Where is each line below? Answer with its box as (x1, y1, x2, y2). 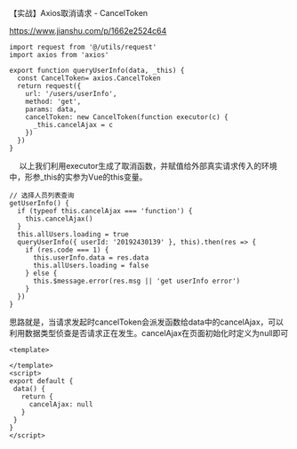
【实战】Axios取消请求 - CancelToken (9, 8, 148, 18)
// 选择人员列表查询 (9, 191, 75, 200)
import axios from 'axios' (9, 51, 109, 60)
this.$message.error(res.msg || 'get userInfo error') (32, 277, 241, 285)
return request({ (17, 82, 82, 91)
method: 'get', (25, 97, 82, 106)
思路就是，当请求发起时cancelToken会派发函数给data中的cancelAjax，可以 (9, 317, 285, 327)
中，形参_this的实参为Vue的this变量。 (9, 172, 148, 182)
